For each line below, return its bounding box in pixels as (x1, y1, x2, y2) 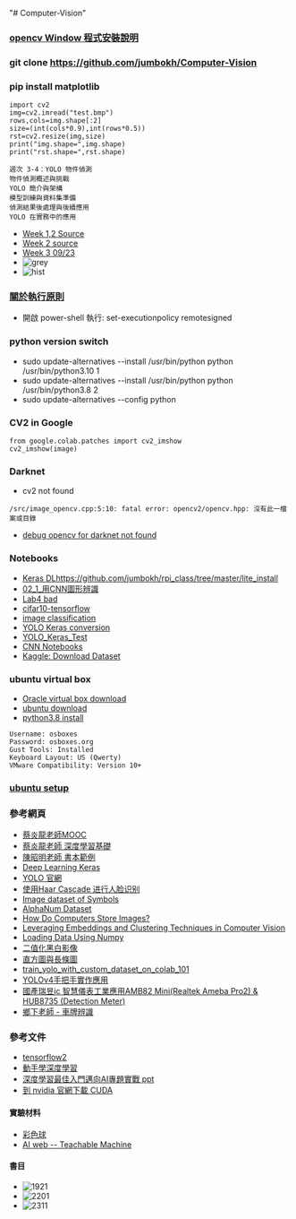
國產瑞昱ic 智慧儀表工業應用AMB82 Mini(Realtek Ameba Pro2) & (21, 986, 258, 997)
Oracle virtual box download (21, 693, 127, 704)
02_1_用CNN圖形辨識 (21, 583, 99, 594)
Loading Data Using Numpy (21, 932, 124, 943)
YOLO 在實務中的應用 (9, 212, 77, 222)
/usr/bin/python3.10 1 (21, 365, 100, 376)
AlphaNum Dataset (21, 903, 92, 914)
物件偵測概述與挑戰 (9, 175, 70, 184)
